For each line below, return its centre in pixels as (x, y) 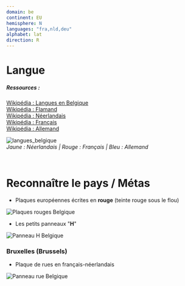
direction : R (23, 40)
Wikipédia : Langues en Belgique (47, 103)
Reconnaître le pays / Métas (78, 183)
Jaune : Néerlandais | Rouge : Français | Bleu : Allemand (77, 147)
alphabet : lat (24, 35)
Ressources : (23, 87)
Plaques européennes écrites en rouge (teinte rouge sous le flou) (97, 200)
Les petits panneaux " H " (46, 224)
